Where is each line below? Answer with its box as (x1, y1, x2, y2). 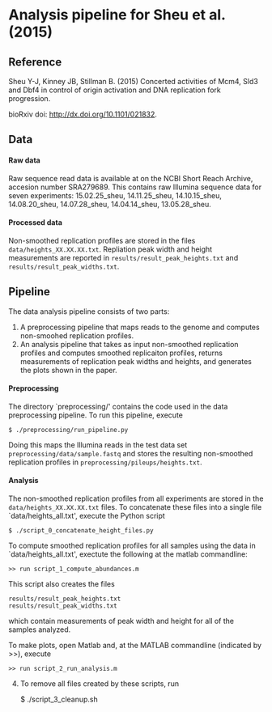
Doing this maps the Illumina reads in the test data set (8, 439, 188, 450)
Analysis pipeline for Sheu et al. (8, 6, 226, 24)
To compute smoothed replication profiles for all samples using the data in (8, 540, 257, 551)
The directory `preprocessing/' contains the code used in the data (8, 401, 228, 411)
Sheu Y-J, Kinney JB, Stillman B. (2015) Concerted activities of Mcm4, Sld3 (8, 77, 259, 86)
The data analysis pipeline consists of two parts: (8, 306, 170, 316)
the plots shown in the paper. (19, 365, 117, 375)
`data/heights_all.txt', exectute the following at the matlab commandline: (8, 549, 249, 559)
